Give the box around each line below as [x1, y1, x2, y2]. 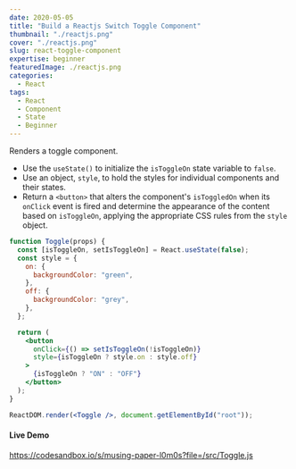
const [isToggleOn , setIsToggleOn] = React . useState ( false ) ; [17, 245, 250, 255]
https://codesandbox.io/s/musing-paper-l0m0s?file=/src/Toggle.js [9, 449, 254, 460]
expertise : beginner [9, 54, 86, 63]
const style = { [17, 254, 78, 263]
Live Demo [9, 430, 50, 440]
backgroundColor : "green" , [32, 270, 134, 280]
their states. [21, 182, 67, 192]
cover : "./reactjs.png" [9, 38, 98, 47]
